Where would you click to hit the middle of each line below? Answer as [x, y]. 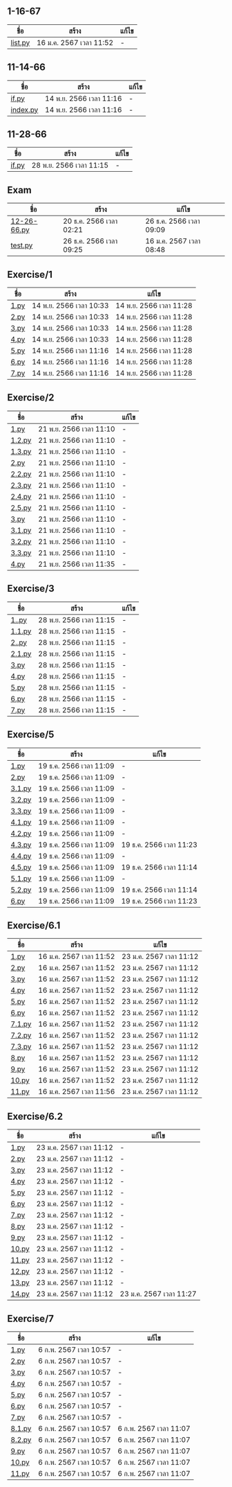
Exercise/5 [31, 735]
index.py [25, 109]
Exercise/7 [30, 1318]
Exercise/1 [30, 274]
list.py [20, 42]
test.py [22, 245]
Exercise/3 [31, 589]
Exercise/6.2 [35, 1116]
